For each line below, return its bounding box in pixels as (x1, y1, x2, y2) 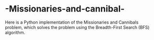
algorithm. (5, 29, 26, 35)
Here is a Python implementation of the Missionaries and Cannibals (5, 19, 139, 25)
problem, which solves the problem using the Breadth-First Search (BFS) (5, 24, 150, 30)
